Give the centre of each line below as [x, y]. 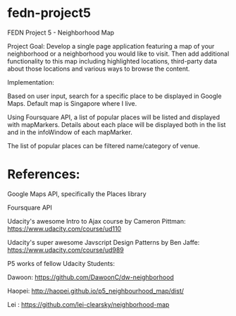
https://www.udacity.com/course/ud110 [64, 229]
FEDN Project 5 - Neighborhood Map [61, 32]
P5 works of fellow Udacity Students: [61, 263]
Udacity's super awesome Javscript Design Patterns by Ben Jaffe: [104, 242]
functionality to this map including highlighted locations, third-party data [112, 61]
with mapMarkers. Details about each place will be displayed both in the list [117, 124]
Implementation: [31, 82]
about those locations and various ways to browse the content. [99, 68]
